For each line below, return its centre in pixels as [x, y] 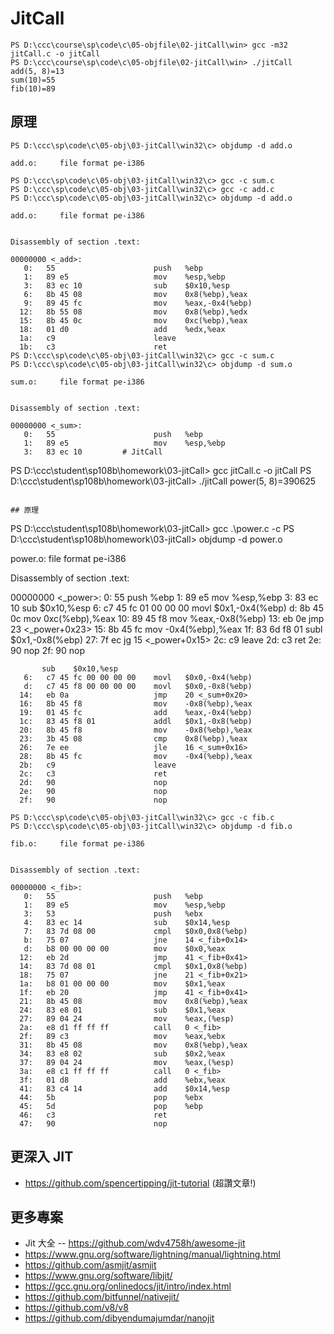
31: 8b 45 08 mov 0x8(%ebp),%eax [133, 1045]
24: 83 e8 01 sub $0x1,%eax [122, 1010]
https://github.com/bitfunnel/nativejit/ [102, 1297]
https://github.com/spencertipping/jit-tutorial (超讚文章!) [140, 1183]
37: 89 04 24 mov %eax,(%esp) [127, 1062]
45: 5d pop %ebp [111, 1106]
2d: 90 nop [93, 782]
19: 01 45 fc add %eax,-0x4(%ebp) [136, 712]
